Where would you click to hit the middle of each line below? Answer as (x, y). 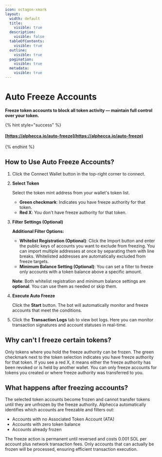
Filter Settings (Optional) (37, 222)
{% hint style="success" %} (33, 125)
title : (16, 23)
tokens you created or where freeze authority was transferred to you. (74, 372)
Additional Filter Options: (38, 231)
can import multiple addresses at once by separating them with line (87, 251)
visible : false (29, 37)
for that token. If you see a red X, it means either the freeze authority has (78, 362)
